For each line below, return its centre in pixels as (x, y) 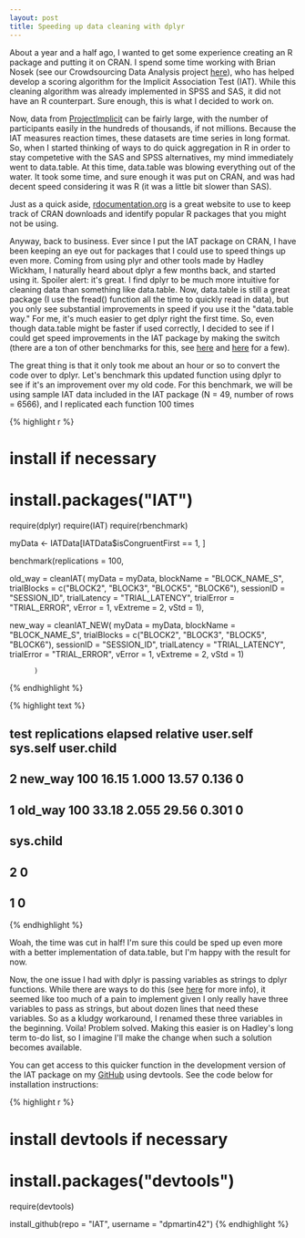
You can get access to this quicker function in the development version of (148, 1065)
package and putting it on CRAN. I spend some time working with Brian (142, 62)
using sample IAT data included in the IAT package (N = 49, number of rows (152, 394)
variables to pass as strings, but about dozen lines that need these (134, 1009)
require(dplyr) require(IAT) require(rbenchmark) (99, 525)
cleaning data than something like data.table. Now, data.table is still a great (150, 289)
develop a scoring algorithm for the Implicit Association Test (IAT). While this (153, 81)
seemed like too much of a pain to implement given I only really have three (149, 999)
